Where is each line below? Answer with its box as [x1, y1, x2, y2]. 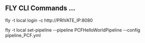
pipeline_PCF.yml [5, 32, 41, 38]
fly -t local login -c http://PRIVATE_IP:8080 [5, 17, 93, 23]
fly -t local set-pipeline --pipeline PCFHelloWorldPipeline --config [5, 27, 140, 33]
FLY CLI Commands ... [5, 4, 75, 12]
